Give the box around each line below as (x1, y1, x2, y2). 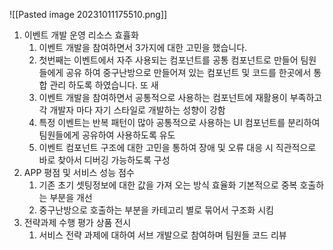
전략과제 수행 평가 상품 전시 (23, 217, 132, 228)
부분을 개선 (49, 192, 93, 203)
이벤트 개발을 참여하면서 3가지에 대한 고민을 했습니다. (38, 42, 248, 53)
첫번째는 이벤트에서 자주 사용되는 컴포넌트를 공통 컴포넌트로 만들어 (38, 54, 299, 66)
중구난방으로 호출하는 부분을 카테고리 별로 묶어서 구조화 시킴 (38, 204, 274, 216)
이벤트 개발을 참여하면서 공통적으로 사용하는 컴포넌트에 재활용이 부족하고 (38, 92, 323, 103)
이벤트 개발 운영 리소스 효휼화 (23, 29, 139, 41)
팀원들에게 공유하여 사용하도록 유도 (38, 129, 176, 141)
